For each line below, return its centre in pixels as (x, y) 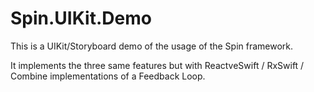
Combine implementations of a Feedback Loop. (108, 76)
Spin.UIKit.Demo (81, 18)
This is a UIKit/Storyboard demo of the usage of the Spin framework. (152, 46)
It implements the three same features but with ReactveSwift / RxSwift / (157, 65)
